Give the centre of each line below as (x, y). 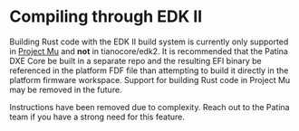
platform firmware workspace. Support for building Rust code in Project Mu (150, 80)
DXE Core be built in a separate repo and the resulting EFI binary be (135, 61)
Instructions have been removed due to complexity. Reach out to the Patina (149, 107)
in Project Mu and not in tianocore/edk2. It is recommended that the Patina (149, 51)
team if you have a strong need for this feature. (97, 117)
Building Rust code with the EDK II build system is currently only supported (149, 42)
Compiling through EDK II (106, 17)
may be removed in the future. (66, 89)
